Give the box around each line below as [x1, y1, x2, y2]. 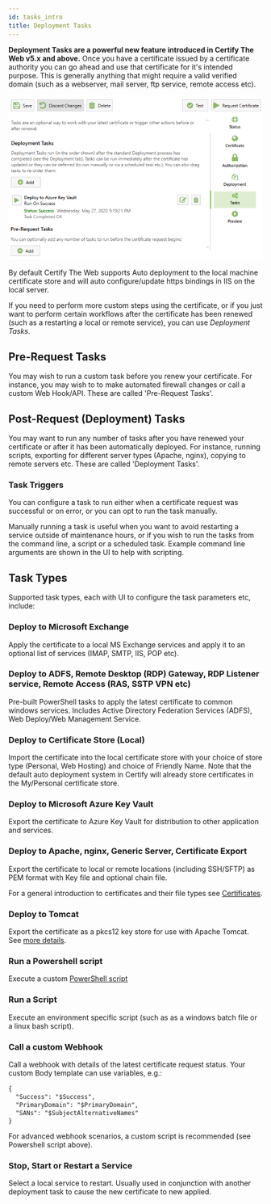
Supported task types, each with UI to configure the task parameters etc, [8, 592, 252, 602]
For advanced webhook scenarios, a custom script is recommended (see [8, 1131, 252, 1141]
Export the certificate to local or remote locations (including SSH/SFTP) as [8, 864, 256, 874]
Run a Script [8, 994, 58, 1005]
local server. [8, 285, 50, 295]
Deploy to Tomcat [8, 908, 79, 920]
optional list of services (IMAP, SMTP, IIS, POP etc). [8, 648, 179, 658]
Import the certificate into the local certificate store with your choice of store [8, 752, 263, 763]
